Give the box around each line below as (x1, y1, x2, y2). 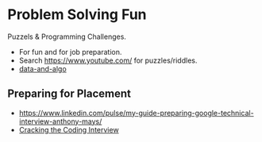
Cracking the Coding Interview (18, 125, 120, 134)
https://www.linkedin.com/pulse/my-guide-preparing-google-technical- (18, 108, 255, 117)
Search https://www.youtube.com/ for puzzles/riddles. (18, 56, 198, 65)
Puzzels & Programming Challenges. (7, 32, 126, 41)
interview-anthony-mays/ (18, 117, 102, 126)
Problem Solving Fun (7, 6, 147, 24)
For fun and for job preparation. (18, 47, 122, 56)
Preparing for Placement (7, 87, 132, 101)
